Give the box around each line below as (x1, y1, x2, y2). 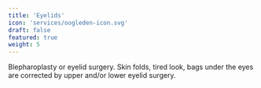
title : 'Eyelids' (8, 11, 65, 20)
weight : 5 (8, 41, 41, 49)
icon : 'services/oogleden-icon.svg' (8, 19, 128, 27)
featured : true (8, 33, 58, 42)
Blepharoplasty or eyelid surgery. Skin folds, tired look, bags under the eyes (8, 62, 254, 71)
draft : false (8, 26, 51, 34)
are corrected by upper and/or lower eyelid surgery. (8, 71, 176, 80)
